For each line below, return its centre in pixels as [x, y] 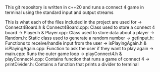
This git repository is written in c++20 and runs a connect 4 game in [75, 7]
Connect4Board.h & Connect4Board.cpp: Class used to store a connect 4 [80, 27]
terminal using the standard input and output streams [59, 12]
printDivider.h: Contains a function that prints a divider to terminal [72, 64]
